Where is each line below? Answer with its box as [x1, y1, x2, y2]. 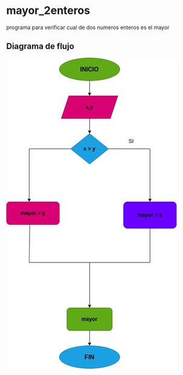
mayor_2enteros [6, 4, 91, 18]
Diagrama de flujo [6, 41, 74, 51]
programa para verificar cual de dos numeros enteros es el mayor [6, 24, 170, 31]
